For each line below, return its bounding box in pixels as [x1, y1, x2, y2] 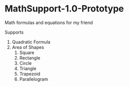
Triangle [19, 65, 36, 71]
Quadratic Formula [11, 38, 50, 45]
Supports [4, 29, 24, 35]
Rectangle [19, 54, 40, 60]
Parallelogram [19, 76, 48, 82]
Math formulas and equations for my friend [4, 19, 93, 25]
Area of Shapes [11, 44, 44, 50]
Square [19, 49, 34, 55]
